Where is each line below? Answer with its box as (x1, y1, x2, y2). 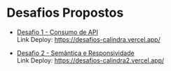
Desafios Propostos (6, 5, 124, 21)
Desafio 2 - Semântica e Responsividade (16, 49, 135, 57)
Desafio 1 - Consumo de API (16, 28, 99, 36)
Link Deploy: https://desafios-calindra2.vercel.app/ (16, 56, 165, 64)
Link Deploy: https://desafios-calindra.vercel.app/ (16, 35, 160, 43)
